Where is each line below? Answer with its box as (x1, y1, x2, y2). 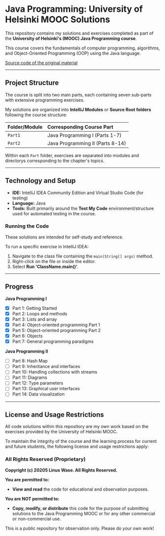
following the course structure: (5, 112, 67, 118)
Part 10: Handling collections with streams (12, 369, 97, 375)
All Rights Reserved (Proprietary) (5, 456, 86, 463)
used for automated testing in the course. (12, 210, 96, 216)
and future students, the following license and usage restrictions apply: (5, 443, 149, 449)
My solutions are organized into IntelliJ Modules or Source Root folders (5, 106, 151, 112)
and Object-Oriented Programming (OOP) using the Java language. (5, 50, 141, 56)
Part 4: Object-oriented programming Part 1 (12, 322, 100, 328)
